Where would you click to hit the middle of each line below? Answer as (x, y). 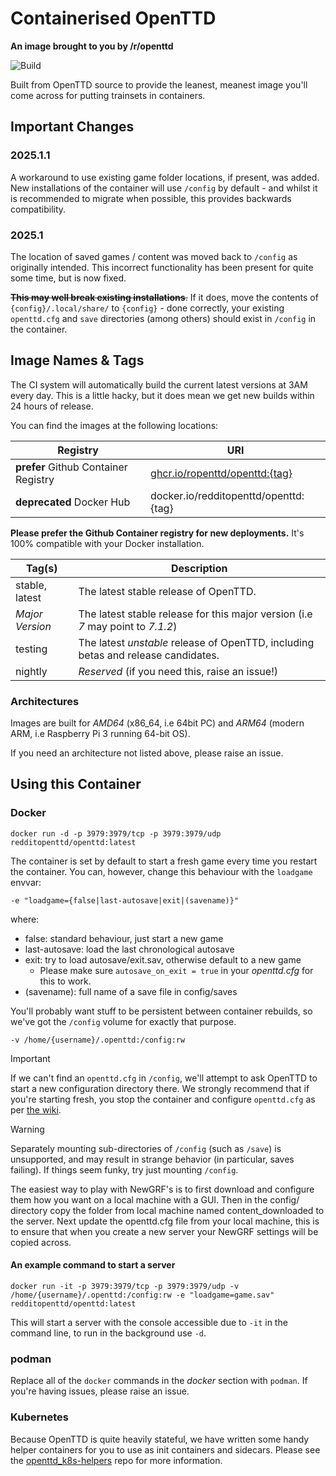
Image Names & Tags (77, 360)
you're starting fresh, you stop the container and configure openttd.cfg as (163, 1099)
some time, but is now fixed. (68, 278)
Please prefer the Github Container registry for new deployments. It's (157, 533)
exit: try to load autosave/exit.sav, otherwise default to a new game (163, 959)
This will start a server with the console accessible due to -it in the (149, 1322)
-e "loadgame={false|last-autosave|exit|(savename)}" (125, 900)
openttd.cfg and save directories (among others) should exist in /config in (163, 318)
